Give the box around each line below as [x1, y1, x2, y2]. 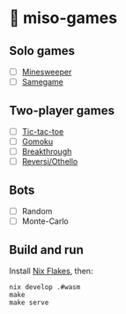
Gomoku [21, 136, 54, 147]
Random [21, 206, 53, 216]
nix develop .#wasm [9, 282, 81, 291]
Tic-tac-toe [21, 126, 64, 136]
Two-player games [9, 103, 115, 118]
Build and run [9, 242, 84, 257]
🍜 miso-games [9, 8, 117, 28]
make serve [9, 298, 49, 307]
